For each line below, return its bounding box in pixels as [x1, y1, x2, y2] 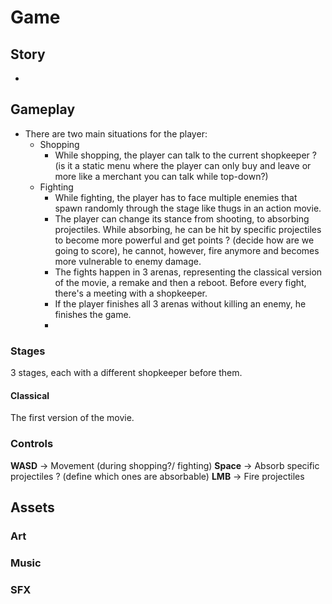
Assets [10, 499, 55, 516]
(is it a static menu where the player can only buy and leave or [54, 159, 312, 171]
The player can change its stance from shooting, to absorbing [54, 212, 310, 225]
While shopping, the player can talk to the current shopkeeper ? [54, 149, 317, 161]
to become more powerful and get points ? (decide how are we [54, 234, 315, 246]
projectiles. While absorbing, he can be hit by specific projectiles [54, 223, 322, 235]
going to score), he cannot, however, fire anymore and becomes [54, 244, 320, 256]
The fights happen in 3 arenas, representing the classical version [54, 266, 323, 278]
